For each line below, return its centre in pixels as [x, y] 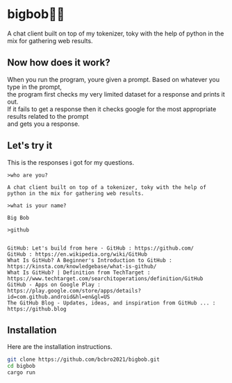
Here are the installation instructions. [60, 347]
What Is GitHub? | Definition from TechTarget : [79, 272]
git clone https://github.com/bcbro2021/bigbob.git [83, 360]
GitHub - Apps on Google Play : [54, 284]
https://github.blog [37, 309]
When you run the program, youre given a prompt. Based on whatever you [114, 79]
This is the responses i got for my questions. [71, 162]
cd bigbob [22, 366]
